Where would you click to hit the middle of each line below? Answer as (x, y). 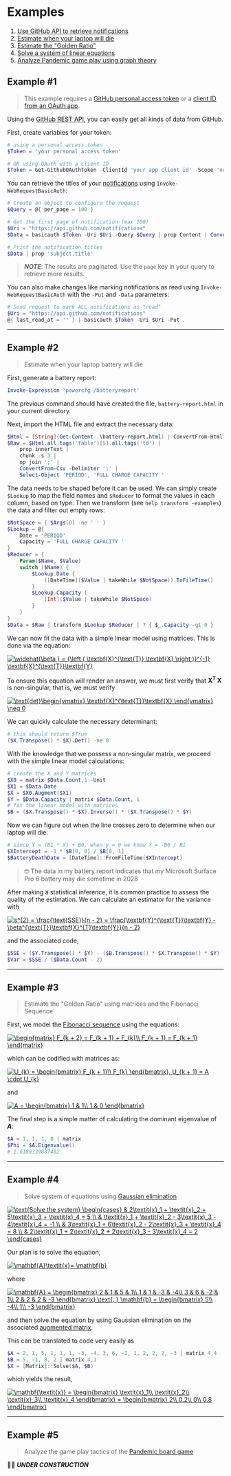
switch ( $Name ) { (44, 567)
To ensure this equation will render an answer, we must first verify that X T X (114, 680)
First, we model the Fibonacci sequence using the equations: (93, 1024)
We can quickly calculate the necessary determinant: (82, 722)
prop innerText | (44, 450)
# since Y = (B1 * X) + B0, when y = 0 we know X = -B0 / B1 (97, 845)
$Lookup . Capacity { (60, 593)
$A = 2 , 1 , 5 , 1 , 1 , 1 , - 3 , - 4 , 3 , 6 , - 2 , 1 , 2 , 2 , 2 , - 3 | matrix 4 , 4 (112, 1353)
